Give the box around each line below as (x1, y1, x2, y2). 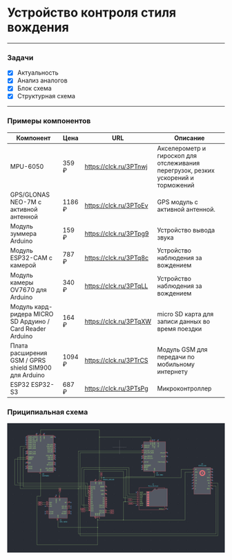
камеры (10, 278, 34, 287)
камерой (10, 261, 37, 269)
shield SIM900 (10, 363, 52, 372)
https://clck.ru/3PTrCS (84, 356, 148, 365)
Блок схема (17, 84, 52, 93)
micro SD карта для (157, 309, 214, 318)
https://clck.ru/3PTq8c (84, 254, 149, 262)
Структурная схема (17, 92, 76, 100)
